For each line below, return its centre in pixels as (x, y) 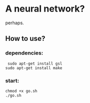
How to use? (25, 39)
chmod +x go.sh (21, 91)
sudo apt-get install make (34, 68)
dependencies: (24, 53)
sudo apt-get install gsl (35, 64)
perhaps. (15, 23)
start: (12, 80)
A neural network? (45, 9)
